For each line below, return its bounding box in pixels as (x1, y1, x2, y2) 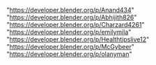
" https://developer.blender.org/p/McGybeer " (6, 43, 135, 50)
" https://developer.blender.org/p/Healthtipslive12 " (6, 35, 150, 44)
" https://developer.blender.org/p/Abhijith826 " (6, 13, 137, 21)
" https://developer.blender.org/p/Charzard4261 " (6, 21, 145, 28)
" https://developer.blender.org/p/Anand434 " (6, 6, 135, 14)
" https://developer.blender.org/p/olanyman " (6, 50, 132, 58)
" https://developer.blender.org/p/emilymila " (6, 28, 132, 36)
